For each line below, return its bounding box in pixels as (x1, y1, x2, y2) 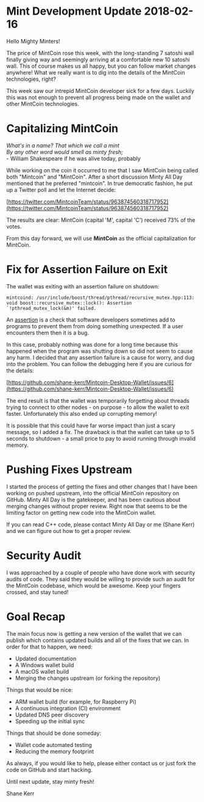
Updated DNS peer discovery (15, 711, 90, 718)
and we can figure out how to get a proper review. (6, 527, 132, 534)
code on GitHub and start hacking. (6, 766, 93, 773)
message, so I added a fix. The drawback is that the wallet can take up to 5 (6, 428, 195, 435)
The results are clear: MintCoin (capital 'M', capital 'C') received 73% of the (6, 216, 196, 224)
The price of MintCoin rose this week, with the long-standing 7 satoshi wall (6, 49, 194, 56)
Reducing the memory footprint (15, 748, 94, 755)
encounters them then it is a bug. (6, 329, 90, 336)
